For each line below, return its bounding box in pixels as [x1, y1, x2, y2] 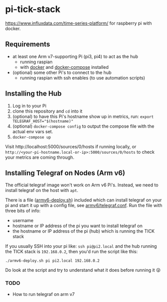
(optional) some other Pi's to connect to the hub [12, 69, 112, 75]
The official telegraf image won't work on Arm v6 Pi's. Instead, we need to [5, 182, 159, 188]
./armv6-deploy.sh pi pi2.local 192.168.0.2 [5, 258, 100, 263]
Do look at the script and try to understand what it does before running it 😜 [5, 267, 161, 273]
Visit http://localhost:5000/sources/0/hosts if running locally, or [5, 143, 136, 149]
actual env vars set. [12, 128, 54, 134]
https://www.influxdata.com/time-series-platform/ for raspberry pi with [5, 20, 152, 26]
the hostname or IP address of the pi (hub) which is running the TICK [12, 228, 155, 234]
